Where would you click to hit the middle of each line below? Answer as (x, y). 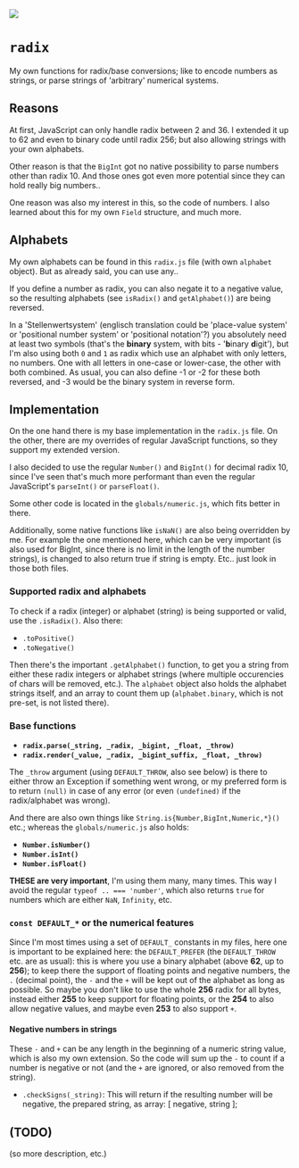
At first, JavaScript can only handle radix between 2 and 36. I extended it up (149, 129)
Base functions (43, 725)
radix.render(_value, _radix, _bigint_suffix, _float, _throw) (142, 755)
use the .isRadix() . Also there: (66, 621)
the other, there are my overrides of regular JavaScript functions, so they (144, 440)
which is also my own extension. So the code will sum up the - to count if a (147, 1058)
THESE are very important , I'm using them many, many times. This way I (143, 880)
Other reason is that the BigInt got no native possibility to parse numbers (144, 166)
